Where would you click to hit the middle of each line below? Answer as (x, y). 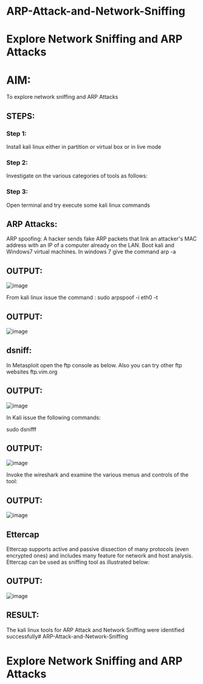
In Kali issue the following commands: (54, 417)
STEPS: (21, 116)
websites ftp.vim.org (32, 372)
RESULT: (23, 615)
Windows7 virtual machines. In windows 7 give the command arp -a (91, 252)
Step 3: (17, 192)
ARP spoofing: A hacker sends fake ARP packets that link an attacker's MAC (101, 239)
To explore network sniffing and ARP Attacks (62, 97)
